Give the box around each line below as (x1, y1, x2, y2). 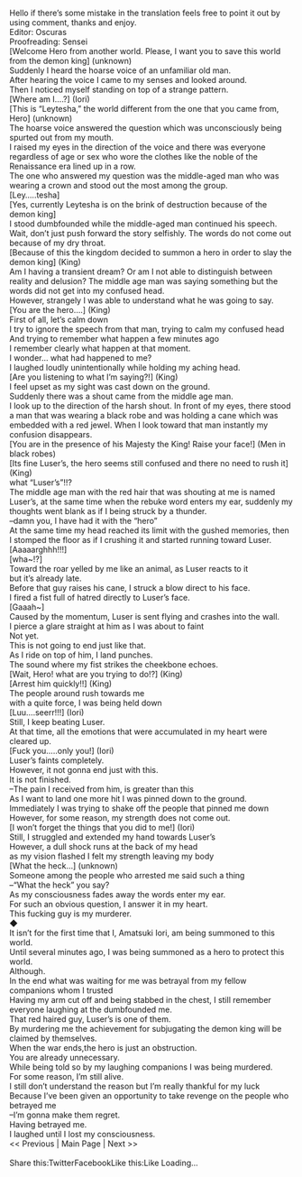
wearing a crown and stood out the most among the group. (9, 180, 228, 190)
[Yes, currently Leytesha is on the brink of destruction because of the (9, 199, 268, 209)
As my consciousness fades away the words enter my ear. (9, 889, 226, 899)
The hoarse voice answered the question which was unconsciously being (9, 123, 282, 133)
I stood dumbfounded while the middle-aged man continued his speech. (9, 218, 278, 229)
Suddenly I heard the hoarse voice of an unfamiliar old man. (9, 65, 232, 76)
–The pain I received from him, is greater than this (9, 784, 194, 795)
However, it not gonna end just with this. (9, 765, 160, 775)
